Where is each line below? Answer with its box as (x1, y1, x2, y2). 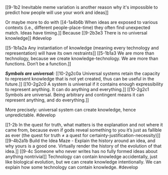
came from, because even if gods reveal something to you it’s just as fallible (5, 127, 162, 133)
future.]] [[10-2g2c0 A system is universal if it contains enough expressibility (5, 81, 163, 87)
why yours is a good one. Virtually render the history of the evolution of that (5, 143, 162, 149)
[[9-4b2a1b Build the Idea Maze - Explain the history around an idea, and (5, 137, 155, 143)
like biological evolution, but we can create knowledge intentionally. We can (5, 159, 161, 164)
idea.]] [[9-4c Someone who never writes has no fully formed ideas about (5, 148, 158, 154)
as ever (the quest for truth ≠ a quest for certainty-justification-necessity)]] (5, 132, 160, 138)
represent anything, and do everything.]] (5, 97, 89, 103)
